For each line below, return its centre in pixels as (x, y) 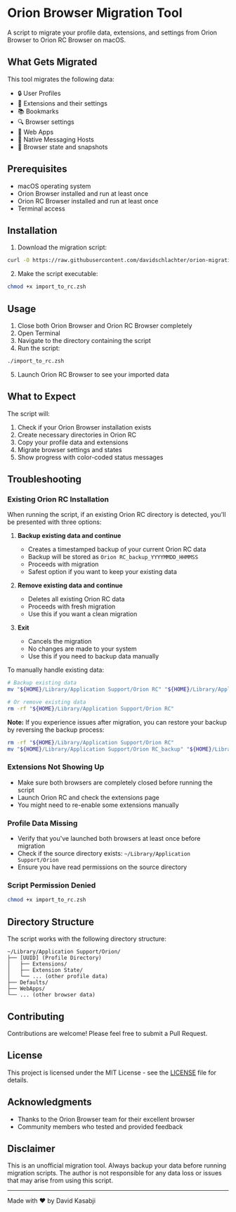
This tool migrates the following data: (61, 79)
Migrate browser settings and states (70, 449)
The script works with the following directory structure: (87, 939)
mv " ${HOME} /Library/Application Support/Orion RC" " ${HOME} (99, 689)
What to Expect (41, 397)
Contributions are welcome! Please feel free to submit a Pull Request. (107, 1033)
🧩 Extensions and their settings (62, 103)
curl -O (19, 261)
